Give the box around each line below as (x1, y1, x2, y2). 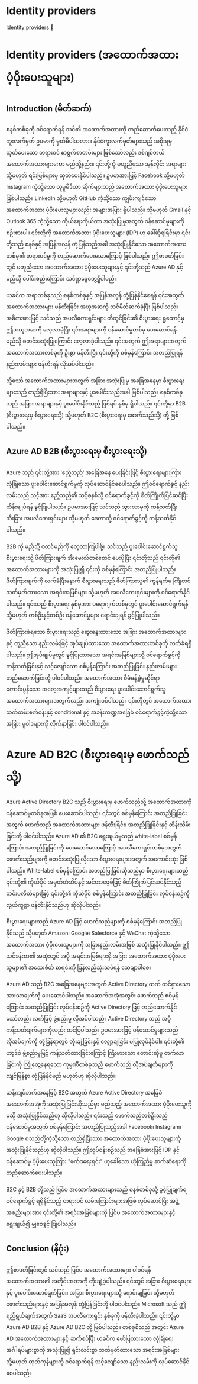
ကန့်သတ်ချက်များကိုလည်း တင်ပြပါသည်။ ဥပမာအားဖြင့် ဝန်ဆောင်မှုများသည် (6, 1026, 178, 1034)
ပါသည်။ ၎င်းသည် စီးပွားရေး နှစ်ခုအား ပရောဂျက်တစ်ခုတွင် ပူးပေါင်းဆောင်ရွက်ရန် (6, 600, 189, 607)
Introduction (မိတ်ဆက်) (6, 104, 92, 114)
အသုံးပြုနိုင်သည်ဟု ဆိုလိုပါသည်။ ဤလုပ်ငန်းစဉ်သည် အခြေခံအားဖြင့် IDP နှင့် (6, 1146, 180, 1153)
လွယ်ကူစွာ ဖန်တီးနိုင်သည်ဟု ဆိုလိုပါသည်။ (6, 901, 102, 908)
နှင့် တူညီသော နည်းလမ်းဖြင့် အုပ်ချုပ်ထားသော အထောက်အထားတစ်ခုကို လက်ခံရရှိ (6, 639, 192, 646)
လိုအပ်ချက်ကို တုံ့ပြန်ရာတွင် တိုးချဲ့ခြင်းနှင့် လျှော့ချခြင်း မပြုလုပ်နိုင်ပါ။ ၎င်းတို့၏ (6, 1038, 184, 1045)
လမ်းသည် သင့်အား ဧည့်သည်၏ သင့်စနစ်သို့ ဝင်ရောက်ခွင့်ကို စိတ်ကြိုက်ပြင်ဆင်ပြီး (6, 491, 189, 498)
